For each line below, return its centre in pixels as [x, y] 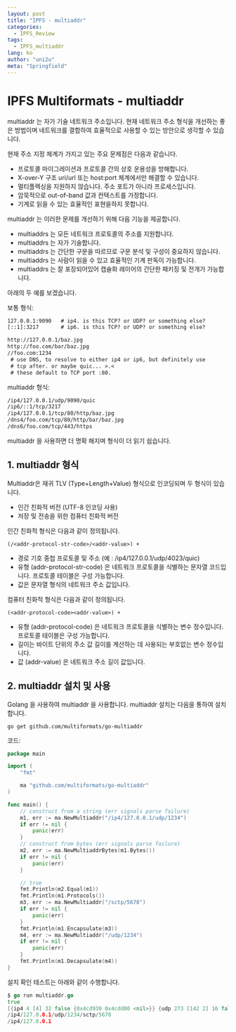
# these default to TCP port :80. [61, 373]
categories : [25, 27]
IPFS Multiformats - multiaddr [96, 101]
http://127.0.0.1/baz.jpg [45, 340]
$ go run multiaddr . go [40, 995]
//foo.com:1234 [29, 353]
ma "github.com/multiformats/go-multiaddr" [85, 786]
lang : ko [20, 53]
